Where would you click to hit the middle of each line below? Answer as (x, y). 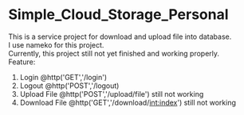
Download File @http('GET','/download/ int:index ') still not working (128, 102)
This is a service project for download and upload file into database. (120, 36)
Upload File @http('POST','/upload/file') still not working (112, 94)
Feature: (22, 62)
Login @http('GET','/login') (63, 77)
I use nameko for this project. (56, 44)
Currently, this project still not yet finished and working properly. (114, 53)
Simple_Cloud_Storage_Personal (118, 15)
